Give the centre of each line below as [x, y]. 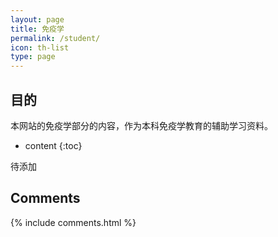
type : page [33, 57]
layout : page [37, 19]
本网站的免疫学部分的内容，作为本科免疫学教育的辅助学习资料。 [141, 125]
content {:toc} [53, 145]
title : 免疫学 [37, 29]
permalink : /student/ [55, 38]
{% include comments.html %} [73, 222]
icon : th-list [40, 47]
